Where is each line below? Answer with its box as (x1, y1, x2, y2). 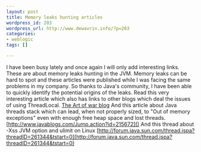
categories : (6, 31, 36, 37)
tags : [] (6, 42, 28, 48)
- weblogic (6, 36, 33, 42)
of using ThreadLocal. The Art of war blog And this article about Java (6, 101, 177, 108)
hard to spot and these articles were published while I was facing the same (6, 76, 191, 83)
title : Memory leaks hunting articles (6, 14, 103, 20)
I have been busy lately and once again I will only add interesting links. (6, 63, 179, 70)
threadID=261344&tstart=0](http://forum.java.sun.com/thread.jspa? (6, 133, 172, 140)
